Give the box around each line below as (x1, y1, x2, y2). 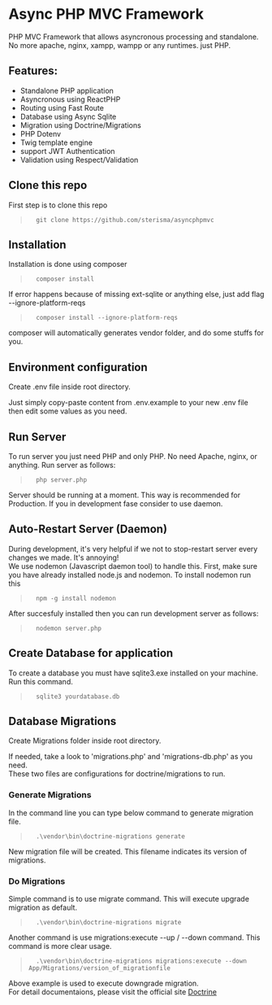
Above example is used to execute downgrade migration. (8, 978, 199, 989)
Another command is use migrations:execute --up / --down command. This (8, 933, 261, 942)
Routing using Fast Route (19, 103, 104, 112)
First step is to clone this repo (8, 200, 108, 210)
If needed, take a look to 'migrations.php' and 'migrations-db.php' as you (8, 752, 253, 762)
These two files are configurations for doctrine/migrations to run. (8, 769, 226, 779)
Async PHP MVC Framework (8, 5, 205, 24)
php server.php (36, 476, 88, 484)
